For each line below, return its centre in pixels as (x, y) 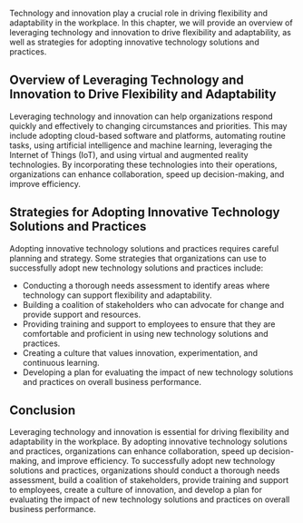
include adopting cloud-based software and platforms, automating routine (147, 135)
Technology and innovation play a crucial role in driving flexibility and (139, 13)
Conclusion (43, 411)
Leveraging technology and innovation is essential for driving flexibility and (149, 432)
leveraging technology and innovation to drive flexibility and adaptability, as (151, 32)
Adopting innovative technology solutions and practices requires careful (144, 248)
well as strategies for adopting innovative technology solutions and (135, 42)
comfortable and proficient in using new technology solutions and (146, 333)
